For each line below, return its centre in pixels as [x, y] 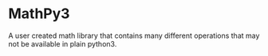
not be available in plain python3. [63, 43]
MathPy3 [39, 14]
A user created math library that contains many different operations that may [134, 35]
